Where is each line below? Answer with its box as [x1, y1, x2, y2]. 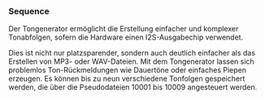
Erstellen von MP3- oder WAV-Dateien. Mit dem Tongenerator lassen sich [8, 56, 254, 66]
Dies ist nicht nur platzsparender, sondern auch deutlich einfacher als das [8, 48, 256, 58]
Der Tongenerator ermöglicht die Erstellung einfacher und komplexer [8, 24, 239, 34]
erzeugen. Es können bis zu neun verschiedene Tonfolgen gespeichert [8, 74, 245, 84]
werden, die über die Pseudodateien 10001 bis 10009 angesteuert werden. [8, 82, 258, 92]
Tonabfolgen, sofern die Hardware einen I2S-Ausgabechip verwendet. [8, 32, 244, 42]
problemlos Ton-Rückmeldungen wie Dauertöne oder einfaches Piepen [8, 65, 246, 75]
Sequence [8, 6, 50, 17]
